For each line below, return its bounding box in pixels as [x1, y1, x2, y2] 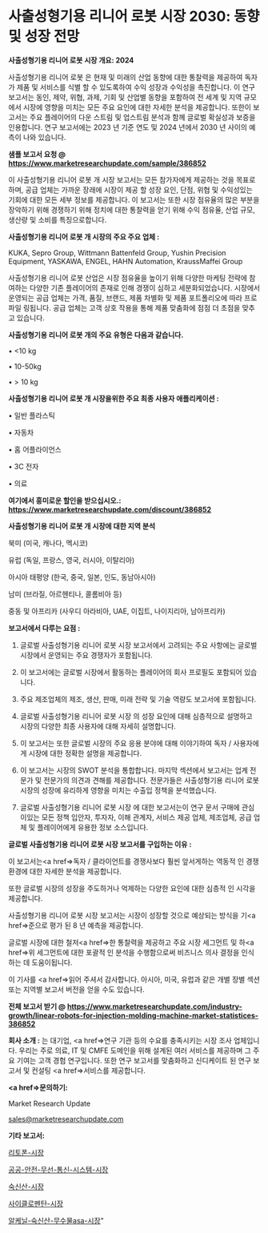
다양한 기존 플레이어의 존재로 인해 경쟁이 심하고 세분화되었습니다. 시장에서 [29, 283, 261, 292]
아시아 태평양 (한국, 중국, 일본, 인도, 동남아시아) [8, 572, 156, 581]
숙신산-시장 [8, 1182, 44, 1191]
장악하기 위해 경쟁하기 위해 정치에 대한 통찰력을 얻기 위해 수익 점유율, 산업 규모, [8, 205, 256, 215]
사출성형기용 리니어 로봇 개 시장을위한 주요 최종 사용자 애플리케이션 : [8, 393, 219, 403]
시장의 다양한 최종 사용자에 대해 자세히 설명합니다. [19, 721, 176, 731]
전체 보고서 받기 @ [8, 1002, 66, 1011]
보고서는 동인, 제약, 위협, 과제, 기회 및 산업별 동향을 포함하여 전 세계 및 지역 [8, 92, 242, 102]
